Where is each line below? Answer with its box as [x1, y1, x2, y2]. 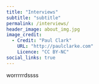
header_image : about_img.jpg [6, 26, 80, 32]
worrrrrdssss [6, 71, 39, 78]
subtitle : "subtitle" [6, 15, 61, 21]
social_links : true [6, 55, 56, 61]
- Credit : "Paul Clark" [12, 37, 72, 44]
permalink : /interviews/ [6, 20, 69, 26]
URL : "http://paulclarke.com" [17, 44, 94, 50]
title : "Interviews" [6, 9, 59, 15]
